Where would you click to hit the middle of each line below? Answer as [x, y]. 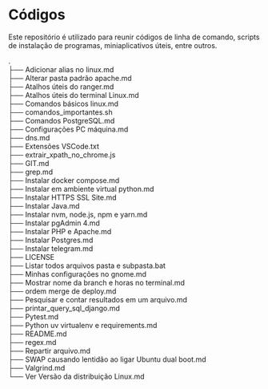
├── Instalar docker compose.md [64, 180]
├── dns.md [29, 137]
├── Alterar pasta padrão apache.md [70, 78]
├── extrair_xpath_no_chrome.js [62, 155]
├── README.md [38, 334]
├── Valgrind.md [37, 367]
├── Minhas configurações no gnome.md [77, 274]
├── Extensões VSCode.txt [54, 146]
